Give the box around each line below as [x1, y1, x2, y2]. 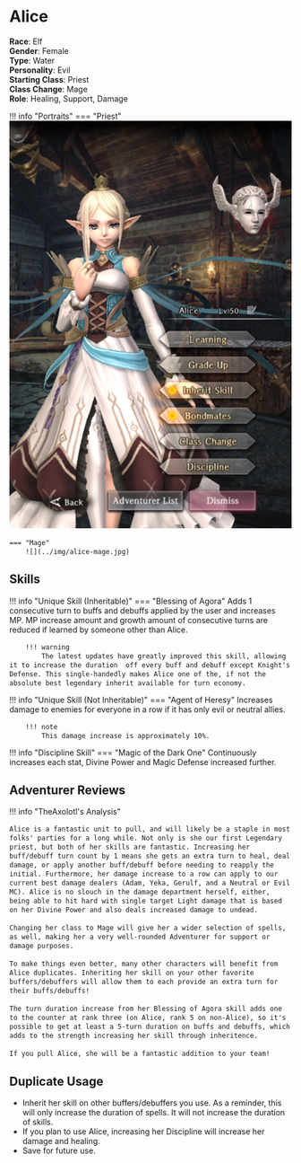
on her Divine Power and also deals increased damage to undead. [9, 905, 258, 915]
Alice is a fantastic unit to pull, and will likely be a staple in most [9, 824, 291, 834]
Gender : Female [9, 45, 69, 56]
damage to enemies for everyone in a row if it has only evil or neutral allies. [9, 703, 286, 715]
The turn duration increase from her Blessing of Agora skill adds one [9, 1004, 282, 1014]
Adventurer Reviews [9, 782, 126, 797]
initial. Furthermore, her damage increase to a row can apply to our [9, 869, 279, 879]
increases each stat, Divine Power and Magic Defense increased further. [9, 756, 277, 767]
